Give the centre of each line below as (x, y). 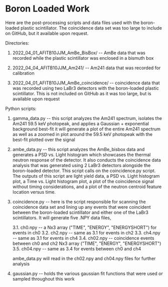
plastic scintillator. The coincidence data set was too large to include (91, 28)
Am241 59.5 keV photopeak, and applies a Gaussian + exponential (81, 123)
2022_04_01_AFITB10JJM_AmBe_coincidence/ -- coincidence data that (86, 83)
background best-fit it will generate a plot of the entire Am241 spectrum (86, 129)
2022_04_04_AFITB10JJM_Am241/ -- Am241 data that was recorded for (87, 68)
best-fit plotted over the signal (44, 139)
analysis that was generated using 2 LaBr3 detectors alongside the (81, 165)
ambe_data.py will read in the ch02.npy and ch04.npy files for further (84, 258)
